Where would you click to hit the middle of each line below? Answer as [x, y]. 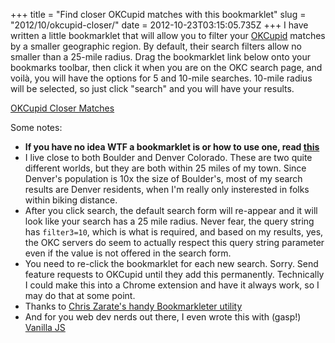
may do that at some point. [80, 295]
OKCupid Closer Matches [62, 108]
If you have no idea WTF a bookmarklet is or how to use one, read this [172, 147]
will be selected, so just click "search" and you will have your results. [152, 88]
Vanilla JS [45, 327]
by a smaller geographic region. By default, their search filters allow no [156, 46]
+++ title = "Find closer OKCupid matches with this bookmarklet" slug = [158, 14]
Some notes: [36, 127]
